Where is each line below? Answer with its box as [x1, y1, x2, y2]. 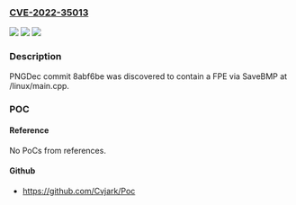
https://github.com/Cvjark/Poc [22, 185, 136, 196]
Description [9, 50, 62, 63]
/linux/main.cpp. [9, 80, 70, 91]
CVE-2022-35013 [9, 6, 89, 19]
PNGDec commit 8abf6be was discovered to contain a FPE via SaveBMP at [9, 70, 288, 82]
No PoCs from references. [9, 145, 106, 156]
